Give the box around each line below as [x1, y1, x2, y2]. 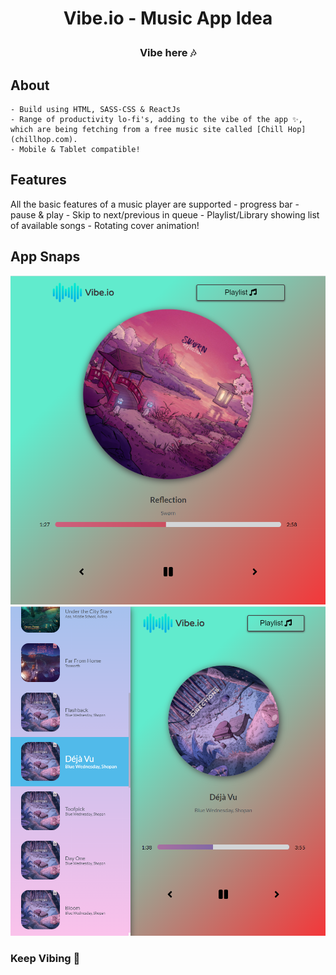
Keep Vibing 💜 [10, 951, 81, 965]
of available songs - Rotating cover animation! [10, 219, 200, 231]
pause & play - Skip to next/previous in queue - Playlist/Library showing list [10, 208, 320, 221]
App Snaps [10, 248, 81, 266]
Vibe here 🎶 [139, 46, 197, 60]
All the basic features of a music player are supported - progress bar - [10, 198, 300, 210]
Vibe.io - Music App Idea [63, 7, 273, 30]
